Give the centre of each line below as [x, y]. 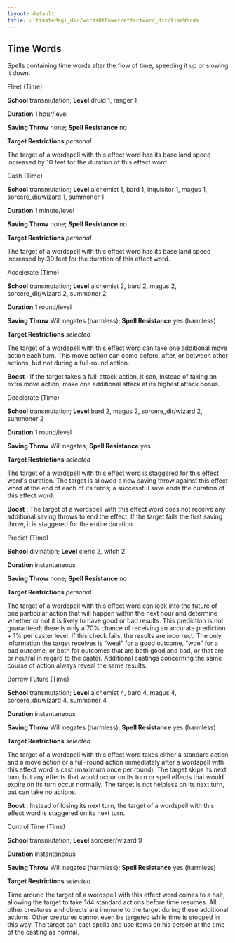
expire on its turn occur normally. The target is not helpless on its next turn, [116, 785]
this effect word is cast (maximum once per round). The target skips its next [117, 769]
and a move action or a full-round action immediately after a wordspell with [116, 762]
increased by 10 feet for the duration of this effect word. [88, 162]
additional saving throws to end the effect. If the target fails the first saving [115, 516]
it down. [19, 73]
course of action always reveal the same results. [77, 665]
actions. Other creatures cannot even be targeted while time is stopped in [114, 917]
